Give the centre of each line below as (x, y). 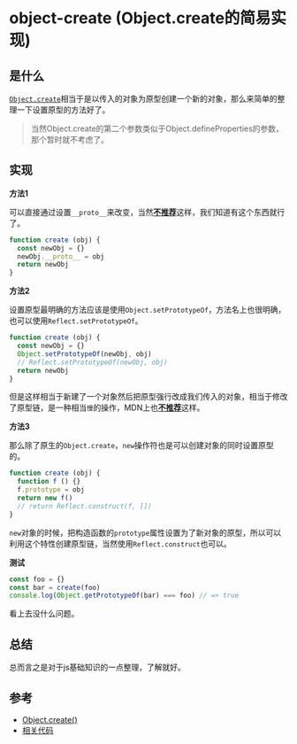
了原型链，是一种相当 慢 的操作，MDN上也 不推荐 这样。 (107, 407)
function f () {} (49, 482)
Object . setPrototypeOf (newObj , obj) (84, 354)
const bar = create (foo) (55, 587)
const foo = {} (37, 579)
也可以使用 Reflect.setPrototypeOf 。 (76, 321)
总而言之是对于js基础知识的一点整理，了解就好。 (97, 667)
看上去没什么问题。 (44, 614)
